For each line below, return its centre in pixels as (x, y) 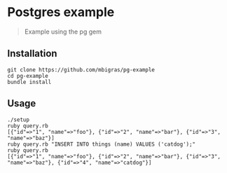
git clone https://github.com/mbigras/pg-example (81, 70)
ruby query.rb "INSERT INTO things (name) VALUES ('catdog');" (102, 144)
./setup (19, 120)
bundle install (29, 82)
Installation (32, 54)
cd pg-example (28, 76)
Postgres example (61, 12)
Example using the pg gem (63, 32)
